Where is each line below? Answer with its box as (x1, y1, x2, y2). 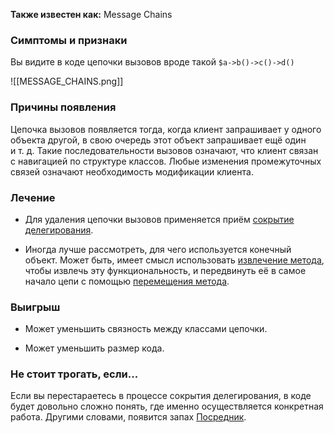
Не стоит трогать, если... (10, 367, 139, 381)
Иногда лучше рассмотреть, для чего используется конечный (24, 243, 292, 255)
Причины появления (10, 100, 117, 114)
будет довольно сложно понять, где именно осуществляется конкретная (10, 400, 324, 413)
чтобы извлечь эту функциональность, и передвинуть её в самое (24, 264, 307, 276)
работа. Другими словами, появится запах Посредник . (10, 411, 247, 423)
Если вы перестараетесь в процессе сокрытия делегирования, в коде (10, 390, 312, 402)
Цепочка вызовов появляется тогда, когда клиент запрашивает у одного (10, 123, 322, 135)
